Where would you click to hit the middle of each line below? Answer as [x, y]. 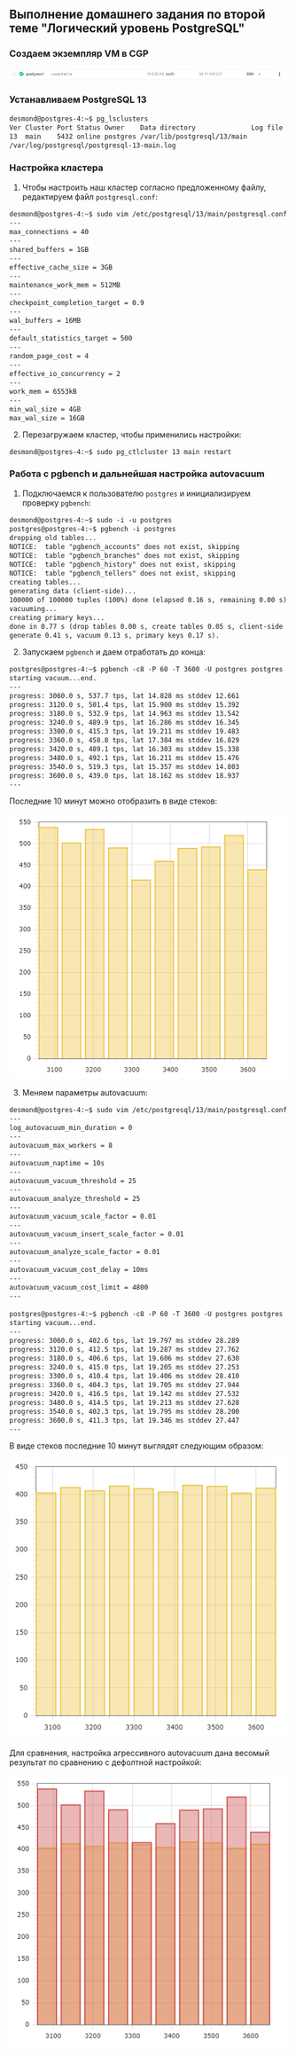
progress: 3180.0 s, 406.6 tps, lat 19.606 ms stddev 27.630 [125, 1358]
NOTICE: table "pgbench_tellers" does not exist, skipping [123, 573]
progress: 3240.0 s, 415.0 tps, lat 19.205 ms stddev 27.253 [125, 1367]
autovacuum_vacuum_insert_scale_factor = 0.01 [97, 1234]
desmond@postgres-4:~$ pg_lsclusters [79, 119]
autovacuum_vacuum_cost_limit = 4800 [79, 1287]
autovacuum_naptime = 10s [57, 1163]
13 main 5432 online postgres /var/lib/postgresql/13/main [129, 137]
